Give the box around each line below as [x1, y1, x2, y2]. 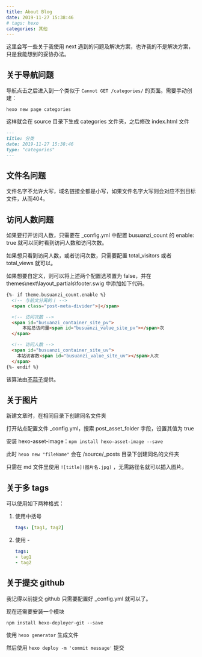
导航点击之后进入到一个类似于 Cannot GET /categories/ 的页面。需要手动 [6, 87, 188, 94]
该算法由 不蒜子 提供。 [6, 376, 59, 383]
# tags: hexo [6, 20, 39, 26]
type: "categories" [6, 146, 55, 152]
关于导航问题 [6, 70, 54, 80]
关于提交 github [6, 578, 65, 588]
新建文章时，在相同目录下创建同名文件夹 [6, 412, 106, 420]
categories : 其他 [6, 25, 48, 32]
